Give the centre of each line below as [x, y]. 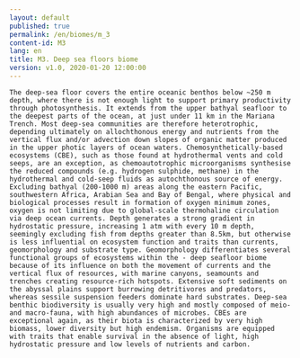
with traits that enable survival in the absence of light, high [134, 336]
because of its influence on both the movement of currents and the [140, 265]
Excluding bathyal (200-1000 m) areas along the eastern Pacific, [136, 187]
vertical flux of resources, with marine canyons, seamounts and [134, 273]
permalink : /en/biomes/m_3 [60, 34]
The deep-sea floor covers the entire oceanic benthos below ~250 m [140, 92]
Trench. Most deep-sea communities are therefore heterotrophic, [134, 124]
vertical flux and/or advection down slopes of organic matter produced [148, 139]
